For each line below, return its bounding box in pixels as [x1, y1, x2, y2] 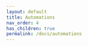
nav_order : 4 [6, 20, 39, 26]
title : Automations [6, 14, 55, 20]
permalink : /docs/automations [6, 31, 83, 37]
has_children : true [6, 25, 55, 32]
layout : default [6, 8, 47, 15]
